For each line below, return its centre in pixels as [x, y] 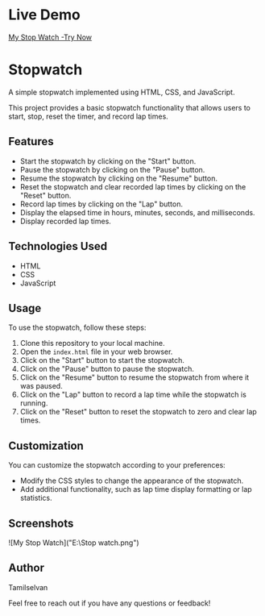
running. [34, 403]
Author [26, 568]
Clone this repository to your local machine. [92, 343]
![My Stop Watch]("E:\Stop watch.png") [74, 543]
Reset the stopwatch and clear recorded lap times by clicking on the [133, 186]
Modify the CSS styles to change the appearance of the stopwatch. [132, 481]
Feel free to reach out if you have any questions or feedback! [110, 603]
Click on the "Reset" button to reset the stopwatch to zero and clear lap [139, 412]
